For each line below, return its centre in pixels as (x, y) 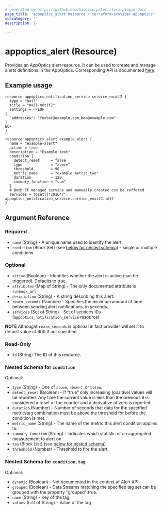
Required (16, 232)
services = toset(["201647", (39, 194)
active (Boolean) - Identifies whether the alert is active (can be (75, 275)
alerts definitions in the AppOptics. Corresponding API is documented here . (81, 70)
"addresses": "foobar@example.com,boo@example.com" (63, 118)
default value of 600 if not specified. (41, 331)
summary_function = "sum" (40, 182)
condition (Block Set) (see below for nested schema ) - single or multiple (84, 247)
